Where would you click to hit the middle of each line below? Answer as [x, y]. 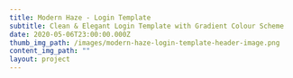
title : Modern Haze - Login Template [80, 17]
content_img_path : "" [50, 51]
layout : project [40, 59]
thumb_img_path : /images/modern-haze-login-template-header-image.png [145, 43]
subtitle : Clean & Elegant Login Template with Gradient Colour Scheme [146, 26]
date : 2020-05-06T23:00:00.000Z [70, 34]
